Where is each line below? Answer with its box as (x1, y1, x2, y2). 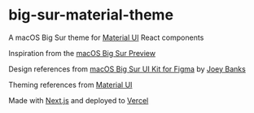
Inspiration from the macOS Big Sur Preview (8, 48, 156, 58)
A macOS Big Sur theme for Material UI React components (8, 33, 204, 42)
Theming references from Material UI (8, 80, 133, 89)
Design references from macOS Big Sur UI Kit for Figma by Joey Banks (8, 63, 246, 74)
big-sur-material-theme (8, 6, 173, 24)
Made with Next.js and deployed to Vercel (8, 95, 149, 105)
